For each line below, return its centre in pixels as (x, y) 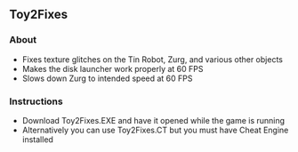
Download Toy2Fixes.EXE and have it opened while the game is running (153, 120)
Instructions (36, 101)
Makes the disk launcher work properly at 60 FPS (113, 68)
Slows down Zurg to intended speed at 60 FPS (107, 78)
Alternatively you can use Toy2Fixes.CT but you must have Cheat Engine (155, 130)
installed (37, 139)
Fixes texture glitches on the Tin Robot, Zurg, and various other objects (152, 59)
